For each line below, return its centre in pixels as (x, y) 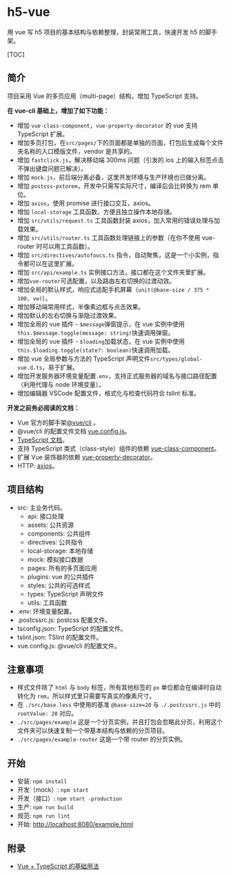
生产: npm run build (45, 807)
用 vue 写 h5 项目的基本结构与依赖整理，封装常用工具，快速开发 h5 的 (106, 32)
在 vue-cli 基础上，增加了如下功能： (58, 111)
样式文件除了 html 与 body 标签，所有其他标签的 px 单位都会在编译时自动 (119, 688)
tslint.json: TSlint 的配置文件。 (60, 637)
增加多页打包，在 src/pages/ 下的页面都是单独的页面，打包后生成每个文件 (120, 142)
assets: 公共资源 (51, 525)
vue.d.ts (30, 368)
